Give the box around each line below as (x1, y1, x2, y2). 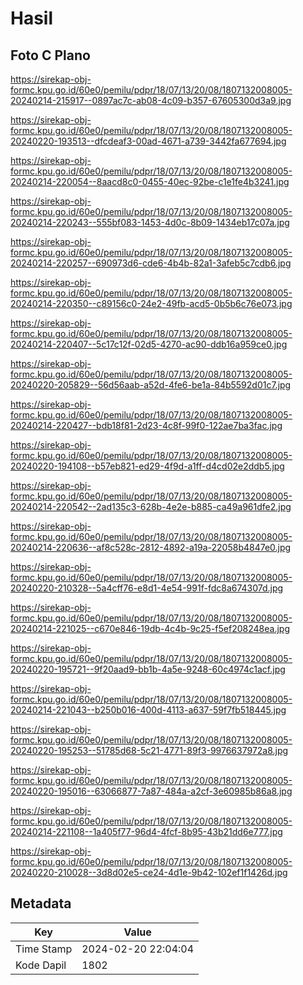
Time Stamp (15, 942, 73, 956)
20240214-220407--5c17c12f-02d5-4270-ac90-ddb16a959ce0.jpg (10, 338, 288, 350)
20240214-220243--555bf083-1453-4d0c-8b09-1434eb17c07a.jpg (10, 217, 290, 228)
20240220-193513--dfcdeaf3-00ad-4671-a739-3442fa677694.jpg (10, 135, 287, 147)
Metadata (10, 895, 72, 912)
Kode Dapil (15, 958, 67, 972)
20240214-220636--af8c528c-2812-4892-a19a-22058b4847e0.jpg (10, 542, 292, 553)
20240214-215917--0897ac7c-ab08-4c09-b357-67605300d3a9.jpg (10, 95, 292, 106)
